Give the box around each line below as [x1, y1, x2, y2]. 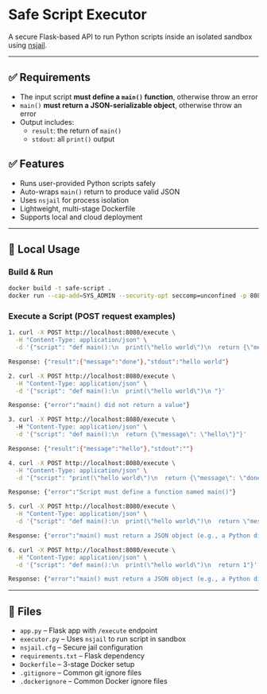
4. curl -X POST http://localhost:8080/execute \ [8, 459, 176, 467]
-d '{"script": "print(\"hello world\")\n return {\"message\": [15, 474, 237, 482]
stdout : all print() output [31, 134, 115, 144]
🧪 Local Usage [8, 242, 81, 256]
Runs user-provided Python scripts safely [19, 178, 157, 188]
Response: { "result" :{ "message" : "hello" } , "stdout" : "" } [8, 444, 194, 452]
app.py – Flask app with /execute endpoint [19, 626, 158, 635]
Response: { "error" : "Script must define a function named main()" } [8, 488, 237, 496]
